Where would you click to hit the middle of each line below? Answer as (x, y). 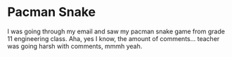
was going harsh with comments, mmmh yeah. (75, 46)
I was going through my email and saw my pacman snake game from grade (116, 31)
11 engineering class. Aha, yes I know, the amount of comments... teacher (114, 38)
